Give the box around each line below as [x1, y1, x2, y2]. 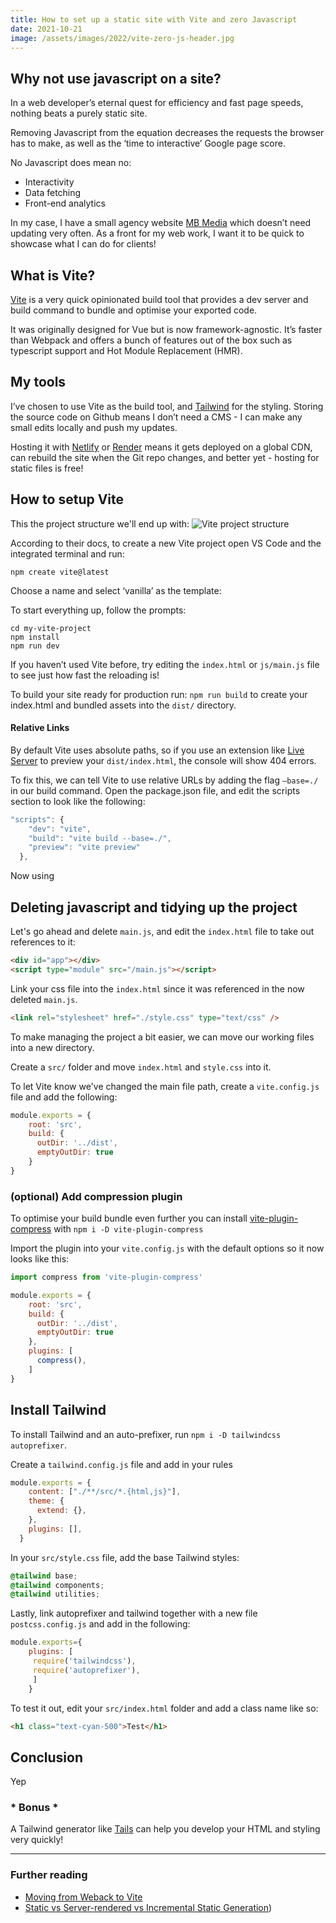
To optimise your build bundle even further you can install [10, 1212, 248, 1225]
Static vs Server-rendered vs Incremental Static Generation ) [24, 1901, 273, 1913]
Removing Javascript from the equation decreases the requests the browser [10, 127, 325, 139]
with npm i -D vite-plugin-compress [53, 1223, 204, 1235]
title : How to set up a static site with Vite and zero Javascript [10, 14, 298, 25]
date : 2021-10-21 [10, 24, 83, 34]
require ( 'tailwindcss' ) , [32, 1656, 137, 1666]
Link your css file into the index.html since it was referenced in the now [10, 982, 305, 995]
